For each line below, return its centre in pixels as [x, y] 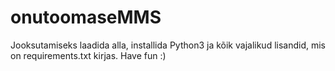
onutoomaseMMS [86, 17]
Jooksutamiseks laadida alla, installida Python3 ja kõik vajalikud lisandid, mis [168, 45]
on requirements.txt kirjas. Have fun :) [88, 55]
